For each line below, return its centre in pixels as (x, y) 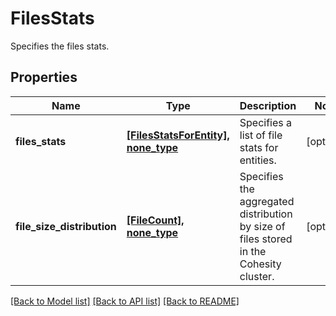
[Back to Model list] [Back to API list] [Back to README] (125, 301)
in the (253, 251)
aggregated (267, 201)
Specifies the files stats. (60, 46)
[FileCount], (155, 220)
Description (268, 105)
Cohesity (260, 264)
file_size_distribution (66, 226)
